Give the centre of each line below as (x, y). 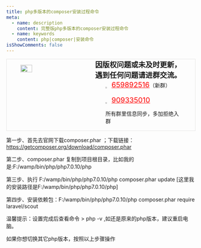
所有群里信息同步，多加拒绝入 (142, 114)
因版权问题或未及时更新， (138, 65)
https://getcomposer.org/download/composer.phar (69, 146)
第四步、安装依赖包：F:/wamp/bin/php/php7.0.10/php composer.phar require (100, 199)
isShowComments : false (34, 45)
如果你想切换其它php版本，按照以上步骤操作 (61, 238)
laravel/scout (22, 206)
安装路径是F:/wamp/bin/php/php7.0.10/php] (65, 186)
